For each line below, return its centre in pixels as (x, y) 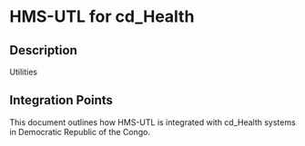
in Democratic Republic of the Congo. (80, 131)
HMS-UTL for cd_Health (102, 17)
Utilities (24, 72)
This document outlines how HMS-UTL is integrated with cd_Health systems (152, 122)
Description (43, 50)
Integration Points (61, 100)
